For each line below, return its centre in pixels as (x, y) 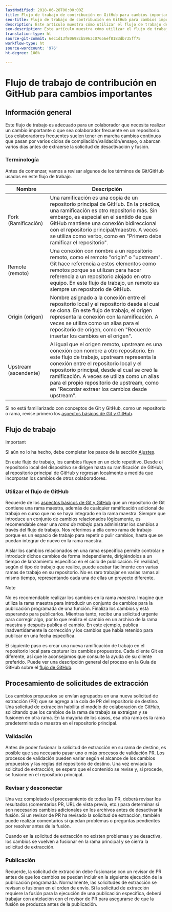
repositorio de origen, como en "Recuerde (100, 329)
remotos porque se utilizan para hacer (96, 270)
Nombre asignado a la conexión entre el (98, 298)
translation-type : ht (28, 34)
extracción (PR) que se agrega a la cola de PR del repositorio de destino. (82, 701)
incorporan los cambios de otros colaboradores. (56, 478)
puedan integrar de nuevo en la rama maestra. (54, 540)
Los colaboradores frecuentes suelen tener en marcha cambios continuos (83, 136)
